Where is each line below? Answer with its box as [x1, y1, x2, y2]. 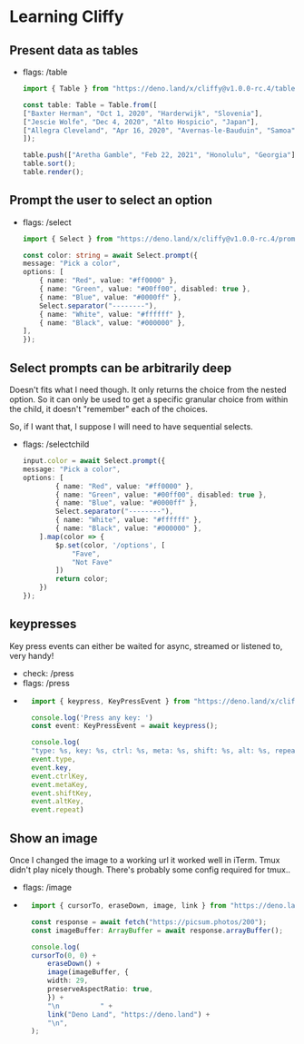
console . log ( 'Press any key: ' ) [31, 713, 153, 723]
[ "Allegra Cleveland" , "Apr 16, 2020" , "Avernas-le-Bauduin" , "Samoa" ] [22, 125, 299, 135]
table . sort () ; [22, 159, 76, 169]
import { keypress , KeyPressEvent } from [31, 696, 191, 705]
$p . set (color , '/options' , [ [55, 540, 166, 550]
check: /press [22, 667, 74, 678]
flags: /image [22, 882, 73, 892]
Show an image [9, 831, 98, 846]
